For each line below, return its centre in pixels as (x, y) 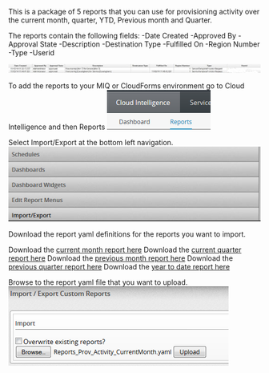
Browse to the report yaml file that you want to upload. (98, 282)
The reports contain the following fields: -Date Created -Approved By (122, 36)
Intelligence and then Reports (57, 127)
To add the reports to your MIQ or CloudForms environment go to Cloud (126, 86)
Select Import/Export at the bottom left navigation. (91, 143)
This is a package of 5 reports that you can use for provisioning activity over (134, 12)
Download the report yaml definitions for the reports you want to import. (127, 234)
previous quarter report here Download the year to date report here (119, 266)
